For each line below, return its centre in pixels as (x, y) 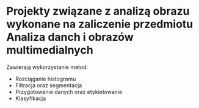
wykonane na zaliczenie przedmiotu (100, 24)
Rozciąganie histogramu (45, 79)
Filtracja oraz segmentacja (49, 85)
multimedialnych (50, 50)
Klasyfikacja (31, 98)
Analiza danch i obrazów (70, 37)
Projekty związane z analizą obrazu (98, 11)
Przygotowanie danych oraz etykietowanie (69, 92)
